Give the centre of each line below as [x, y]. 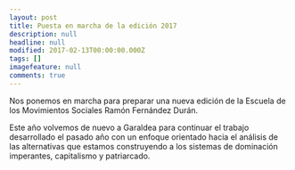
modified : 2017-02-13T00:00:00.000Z [77, 51]
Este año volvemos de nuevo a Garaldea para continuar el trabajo [129, 127]
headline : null [37, 42]
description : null [43, 34]
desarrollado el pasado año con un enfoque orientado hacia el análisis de [144, 137]
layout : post [33, 17]
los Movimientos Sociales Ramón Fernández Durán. [104, 110]
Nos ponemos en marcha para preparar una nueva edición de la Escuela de [148, 101]
